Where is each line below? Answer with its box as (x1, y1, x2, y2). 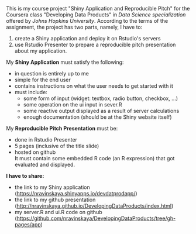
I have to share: (6, 173, 44, 179)
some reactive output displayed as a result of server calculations (23, 108, 180, 114)
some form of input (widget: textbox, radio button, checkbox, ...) (23, 95, 178, 102)
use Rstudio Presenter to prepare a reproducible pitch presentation (14, 41, 176, 48)
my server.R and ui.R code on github (14, 209, 102, 215)
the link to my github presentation (14, 196, 96, 203)
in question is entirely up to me (14, 70, 89, 77)
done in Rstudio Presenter (14, 136, 78, 143)
